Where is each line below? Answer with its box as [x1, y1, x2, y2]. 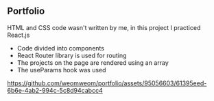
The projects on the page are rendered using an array [16, 58, 169, 67]
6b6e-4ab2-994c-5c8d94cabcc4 [7, 86, 103, 94]
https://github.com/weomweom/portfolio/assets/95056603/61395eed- [7, 78, 207, 87]
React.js [7, 31, 30, 39]
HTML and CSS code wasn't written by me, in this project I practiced [7, 23, 201, 31]
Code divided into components [16, 44, 105, 52]
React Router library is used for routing [16, 51, 127, 59]
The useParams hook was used [16, 66, 106, 74]
